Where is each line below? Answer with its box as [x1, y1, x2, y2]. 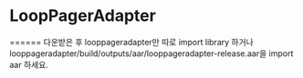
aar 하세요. [9, 59, 48, 70]
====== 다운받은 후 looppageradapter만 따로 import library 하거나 [9, 36, 254, 47]
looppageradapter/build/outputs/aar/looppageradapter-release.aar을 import [9, 47, 294, 59]
